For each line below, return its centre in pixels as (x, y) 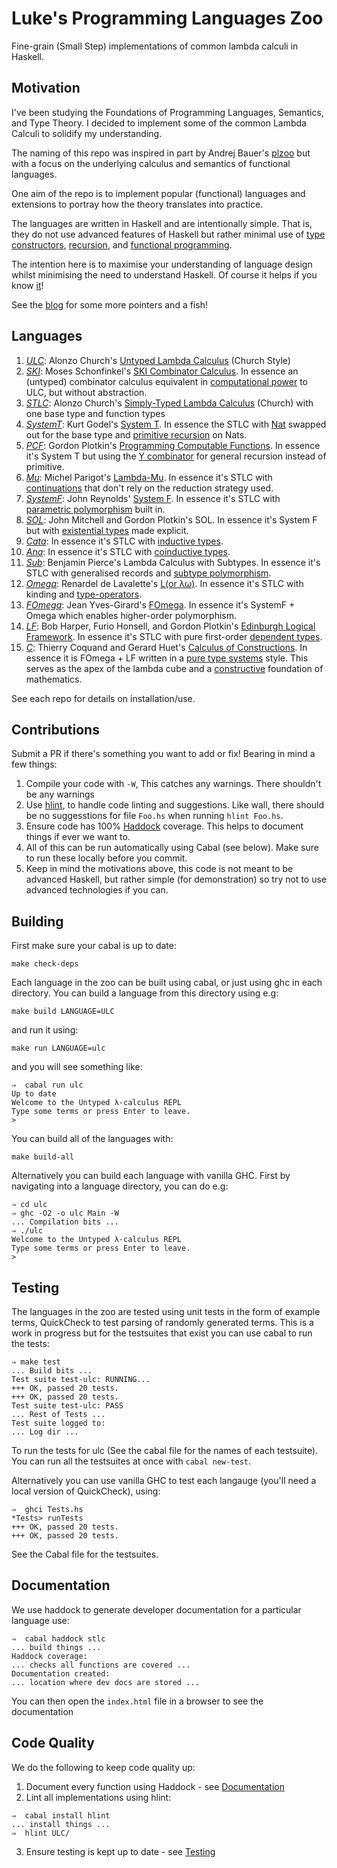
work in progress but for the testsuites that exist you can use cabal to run (162, 1333)
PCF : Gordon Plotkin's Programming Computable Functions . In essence (173, 445)
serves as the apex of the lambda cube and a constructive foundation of (174, 668)
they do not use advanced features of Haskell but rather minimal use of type (168, 234)
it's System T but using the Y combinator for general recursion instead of (176, 456)
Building (37, 921)
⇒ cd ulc (29, 1205)
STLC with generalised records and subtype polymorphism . (148, 573)
